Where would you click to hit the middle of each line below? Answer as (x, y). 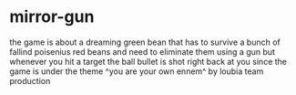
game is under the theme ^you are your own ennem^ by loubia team (137, 71)
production (30, 80)
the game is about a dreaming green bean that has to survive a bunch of (145, 42)
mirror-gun (52, 17)
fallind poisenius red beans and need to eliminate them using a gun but (143, 51)
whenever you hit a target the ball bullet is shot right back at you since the (148, 61)
